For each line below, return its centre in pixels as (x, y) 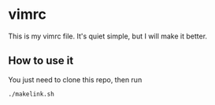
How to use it (41, 61)
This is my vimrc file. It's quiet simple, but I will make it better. (107, 36)
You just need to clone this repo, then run (75, 79)
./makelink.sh (32, 94)
